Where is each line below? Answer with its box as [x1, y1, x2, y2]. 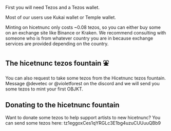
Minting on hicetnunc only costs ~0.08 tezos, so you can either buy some [5, 24, 161, 30]
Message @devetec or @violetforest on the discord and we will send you [5, 80, 160, 86]
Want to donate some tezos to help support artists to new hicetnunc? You [5, 114, 161, 120]
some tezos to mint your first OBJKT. [5, 86, 84, 92]
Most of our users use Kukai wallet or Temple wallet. [5, 14, 117, 20]
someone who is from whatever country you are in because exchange [5, 35, 153, 41]
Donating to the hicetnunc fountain [5, 101, 120, 109]
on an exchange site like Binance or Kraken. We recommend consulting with [5, 30, 166, 35]
